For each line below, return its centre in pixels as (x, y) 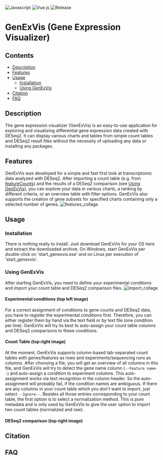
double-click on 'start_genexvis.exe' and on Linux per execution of (72, 254)
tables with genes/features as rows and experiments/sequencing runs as (78, 358)
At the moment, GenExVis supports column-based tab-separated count (77, 353)
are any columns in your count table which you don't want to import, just (78, 389)
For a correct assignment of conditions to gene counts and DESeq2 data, (78, 310)
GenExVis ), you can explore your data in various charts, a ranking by (74, 189)
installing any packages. (29, 146)
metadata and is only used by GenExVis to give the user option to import (78, 404)
